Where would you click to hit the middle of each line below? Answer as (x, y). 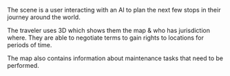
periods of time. (30, 45)
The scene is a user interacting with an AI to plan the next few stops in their (114, 10)
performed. (23, 65)
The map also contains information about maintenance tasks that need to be (115, 58)
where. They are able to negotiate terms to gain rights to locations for (106, 38)
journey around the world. (44, 17)
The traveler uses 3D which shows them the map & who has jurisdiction (108, 30)
